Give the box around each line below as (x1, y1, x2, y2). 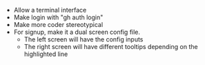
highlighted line (23, 50, 68, 58)
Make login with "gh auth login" (13, 13, 104, 21)
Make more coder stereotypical (13, 21, 104, 28)
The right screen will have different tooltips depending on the (23, 43, 198, 50)
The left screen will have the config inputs (23, 35, 144, 44)
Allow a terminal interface (13, 6, 87, 14)
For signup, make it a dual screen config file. (13, 28, 140, 36)
